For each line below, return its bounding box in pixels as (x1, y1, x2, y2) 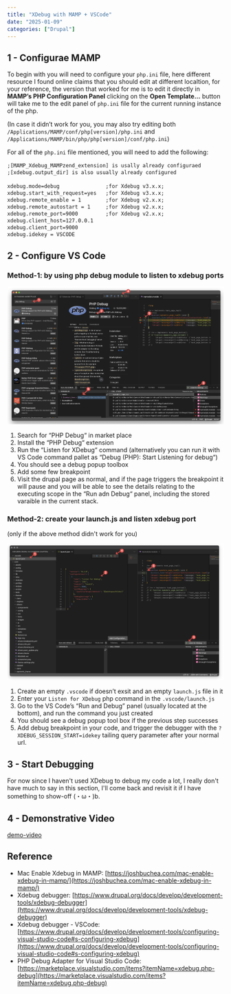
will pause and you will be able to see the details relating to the (16, 483, 195, 491)
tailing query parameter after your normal (102, 731, 219, 739)
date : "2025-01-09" (7, 18, 63, 25)
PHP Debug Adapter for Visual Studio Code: (16, 957, 142, 965)
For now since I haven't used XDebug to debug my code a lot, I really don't (7, 776, 219, 785)
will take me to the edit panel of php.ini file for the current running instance (7, 100, 221, 108)
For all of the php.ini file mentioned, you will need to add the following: (7, 148, 208, 156)
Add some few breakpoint (16, 468, 91, 476)
